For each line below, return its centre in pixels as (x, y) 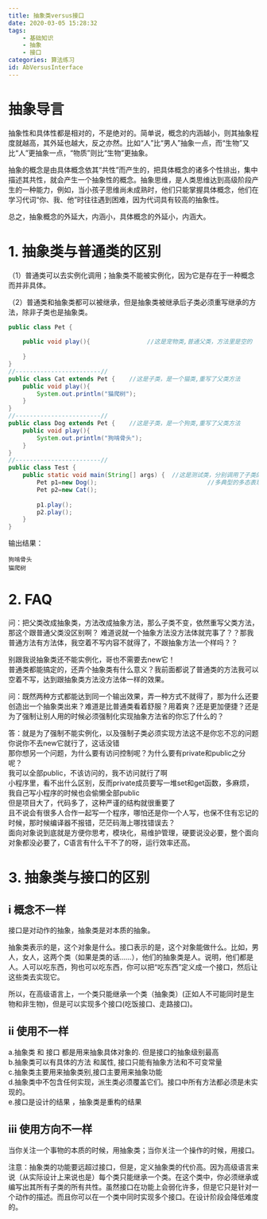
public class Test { (43, 468)
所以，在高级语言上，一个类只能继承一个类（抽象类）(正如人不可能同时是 (128, 994)
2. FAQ (31, 600)
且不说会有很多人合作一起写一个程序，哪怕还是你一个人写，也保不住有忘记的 (133, 813)
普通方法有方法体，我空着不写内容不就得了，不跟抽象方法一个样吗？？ (123, 643)
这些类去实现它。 (36, 977)
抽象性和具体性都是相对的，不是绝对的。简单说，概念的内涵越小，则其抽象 (130, 133)
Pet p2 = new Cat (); (67, 490)
